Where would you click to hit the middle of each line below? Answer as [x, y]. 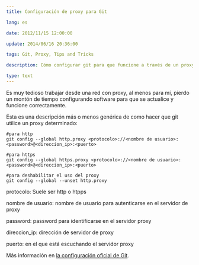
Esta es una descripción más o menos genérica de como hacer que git [92, 117]
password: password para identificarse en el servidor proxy [79, 221]
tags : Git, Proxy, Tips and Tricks [50, 55]
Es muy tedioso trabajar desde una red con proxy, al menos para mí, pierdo [98, 92]
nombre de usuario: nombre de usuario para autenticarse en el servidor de [97, 203]
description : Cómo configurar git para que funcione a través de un [92, 65]
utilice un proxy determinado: [42, 123]
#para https [21, 155]
